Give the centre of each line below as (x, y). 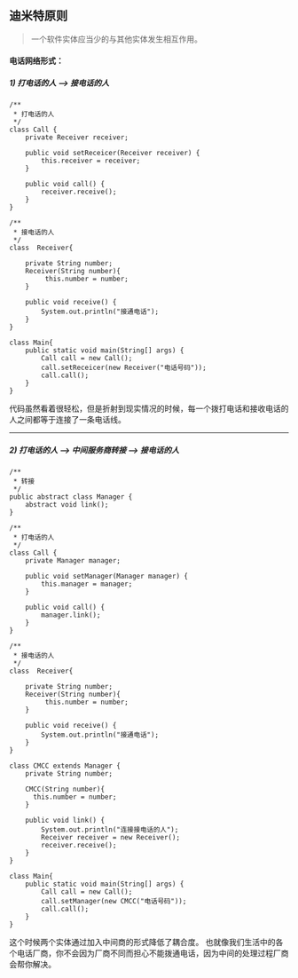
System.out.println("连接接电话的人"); (110, 830)
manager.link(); (71, 615)
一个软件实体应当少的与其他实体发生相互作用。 (116, 39)
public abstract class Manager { (71, 497)
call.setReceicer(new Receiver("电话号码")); (124, 368)
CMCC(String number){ (65, 789)
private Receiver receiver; (77, 138)
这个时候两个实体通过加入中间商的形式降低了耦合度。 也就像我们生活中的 (142, 943)
